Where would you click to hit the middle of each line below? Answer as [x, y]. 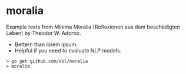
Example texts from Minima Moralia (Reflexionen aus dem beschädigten [93, 27]
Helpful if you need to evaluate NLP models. [68, 50]
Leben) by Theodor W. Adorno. [44, 33]
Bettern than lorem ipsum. [46, 44]
